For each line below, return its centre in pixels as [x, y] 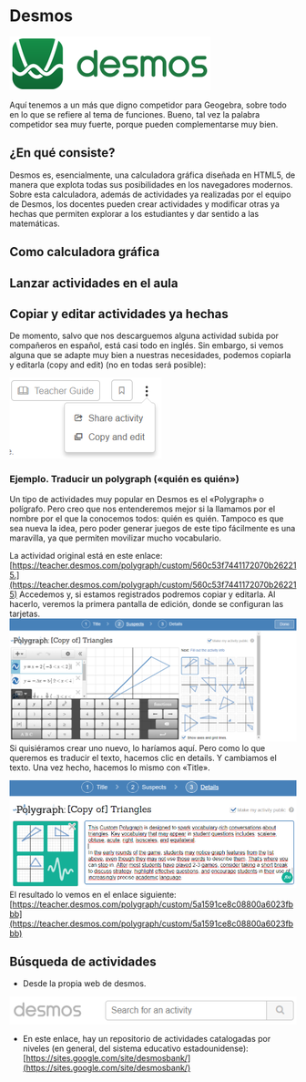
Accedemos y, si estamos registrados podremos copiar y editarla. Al [148, 594]
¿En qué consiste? [62, 153]
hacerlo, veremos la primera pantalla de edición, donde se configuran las [147, 603]
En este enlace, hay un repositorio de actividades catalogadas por [147, 1038]
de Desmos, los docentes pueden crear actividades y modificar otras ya [145, 204]
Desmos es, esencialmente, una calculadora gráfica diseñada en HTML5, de [153, 175]
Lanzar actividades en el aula [94, 283]
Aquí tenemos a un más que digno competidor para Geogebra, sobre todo [148, 105]
